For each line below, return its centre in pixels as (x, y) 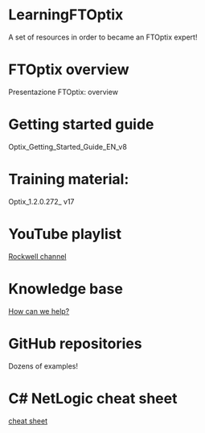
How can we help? (39, 311)
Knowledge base (66, 289)
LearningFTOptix (66, 15)
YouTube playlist (65, 234)
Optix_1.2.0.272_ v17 (41, 201)
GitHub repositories (75, 343)
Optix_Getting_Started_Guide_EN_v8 (68, 146)
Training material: (69, 179)
